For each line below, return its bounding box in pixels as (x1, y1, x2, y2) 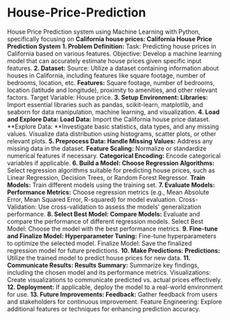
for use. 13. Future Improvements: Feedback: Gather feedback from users (7, 290, 218, 298)
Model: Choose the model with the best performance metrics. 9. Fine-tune (7, 225, 218, 233)
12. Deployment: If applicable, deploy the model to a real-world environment (7, 283, 223, 291)
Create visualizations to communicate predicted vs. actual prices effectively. (7, 275, 222, 284)
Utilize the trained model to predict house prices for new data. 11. (7, 253, 191, 262)
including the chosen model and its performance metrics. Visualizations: (7, 268, 211, 276)
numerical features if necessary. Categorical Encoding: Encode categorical (7, 151, 221, 159)
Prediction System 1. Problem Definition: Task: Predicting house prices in (7, 42, 217, 50)
